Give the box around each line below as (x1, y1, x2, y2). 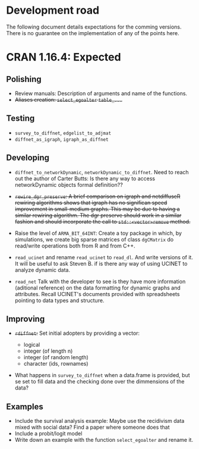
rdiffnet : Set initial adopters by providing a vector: (14, 329, 140, 337)
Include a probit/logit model (14, 430, 83, 437)
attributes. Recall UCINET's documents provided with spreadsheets (14, 290, 180, 297)
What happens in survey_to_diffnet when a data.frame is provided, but (14, 372, 190, 379)
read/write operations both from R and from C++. (14, 242, 135, 249)
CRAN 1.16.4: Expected (6, 51, 121, 64)
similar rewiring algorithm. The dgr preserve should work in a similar (14, 212, 182, 219)
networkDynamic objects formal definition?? (14, 181, 123, 188)
